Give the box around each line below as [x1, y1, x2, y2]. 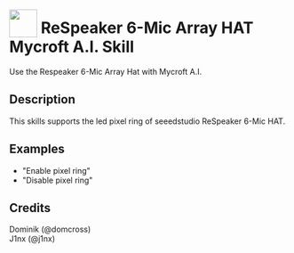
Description [9, 92, 75, 107]
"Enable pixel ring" [21, 165, 91, 175]
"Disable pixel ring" [21, 175, 93, 185]
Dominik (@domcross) [9, 224, 91, 235]
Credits [9, 200, 52, 216]
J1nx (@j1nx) [9, 233, 56, 244]
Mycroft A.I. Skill [9, 37, 135, 57]
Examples [9, 142, 65, 157]
